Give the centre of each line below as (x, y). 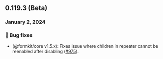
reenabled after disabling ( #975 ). (45, 51)
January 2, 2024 (25, 22)
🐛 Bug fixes (19, 35)
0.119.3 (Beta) (26, 8)
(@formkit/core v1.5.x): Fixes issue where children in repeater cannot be (85, 46)
